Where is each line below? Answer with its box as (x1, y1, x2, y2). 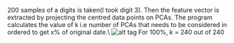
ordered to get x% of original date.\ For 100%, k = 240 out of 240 (7, 28, 225, 36)
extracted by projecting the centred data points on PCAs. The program (7, 13, 213, 21)
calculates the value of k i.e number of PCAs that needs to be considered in (7, 21, 228, 28)
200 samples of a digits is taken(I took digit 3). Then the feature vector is (7, 6, 220, 14)
